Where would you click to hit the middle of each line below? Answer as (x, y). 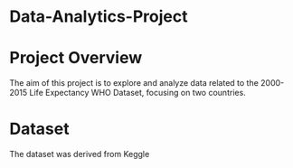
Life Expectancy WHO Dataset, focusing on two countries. (137, 93)
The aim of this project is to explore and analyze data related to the (134, 83)
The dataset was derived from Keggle (80, 154)
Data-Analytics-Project (99, 17)
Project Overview (76, 58)
